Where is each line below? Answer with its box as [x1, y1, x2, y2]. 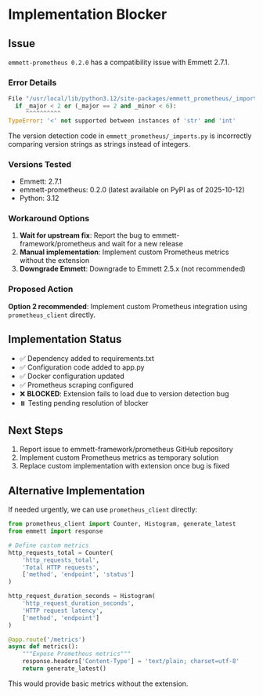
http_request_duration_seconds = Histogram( [8, 592, 156, 600]
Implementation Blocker [8, 5, 168, 24]
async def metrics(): [8, 643, 79, 650]
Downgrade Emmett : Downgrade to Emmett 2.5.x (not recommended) [19, 264, 246, 274]
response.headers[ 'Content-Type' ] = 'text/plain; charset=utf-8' [22, 658, 240, 665]
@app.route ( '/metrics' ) [8, 636, 86, 643]
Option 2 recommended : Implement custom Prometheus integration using [8, 301, 248, 311]
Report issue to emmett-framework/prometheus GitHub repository [19, 445, 233, 454]
